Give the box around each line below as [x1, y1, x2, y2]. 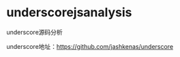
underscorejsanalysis [6, 5, 132, 20]
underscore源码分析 [6, 28, 63, 36]
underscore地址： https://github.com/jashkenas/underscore [6, 42, 174, 50]
